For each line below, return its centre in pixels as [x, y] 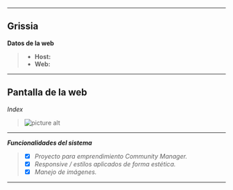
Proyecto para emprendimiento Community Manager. [111, 156]
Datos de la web [31, 43]
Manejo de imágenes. [66, 172]
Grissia [23, 26]
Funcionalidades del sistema [50, 143]
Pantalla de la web [48, 92]
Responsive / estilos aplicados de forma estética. [105, 164]
